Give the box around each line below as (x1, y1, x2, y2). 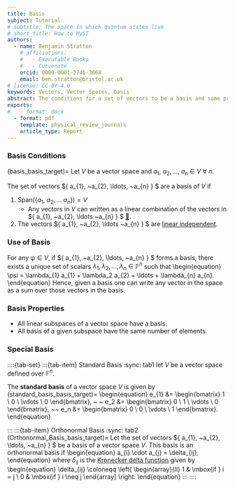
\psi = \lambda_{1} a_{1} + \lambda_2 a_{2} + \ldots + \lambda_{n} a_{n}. (7, 271, 215, 279)
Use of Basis (7, 237, 51, 247)
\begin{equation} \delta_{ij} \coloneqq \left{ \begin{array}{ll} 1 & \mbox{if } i (7, 465, 225, 474)
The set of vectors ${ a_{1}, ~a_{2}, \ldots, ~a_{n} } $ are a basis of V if (7, 182, 211, 190)
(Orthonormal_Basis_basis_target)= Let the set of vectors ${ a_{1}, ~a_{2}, (7, 433, 220, 442)
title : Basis (7, 10, 45, 18)
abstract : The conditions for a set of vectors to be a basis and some (7, 95, 220, 103)
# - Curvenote (20, 62, 68, 70)
